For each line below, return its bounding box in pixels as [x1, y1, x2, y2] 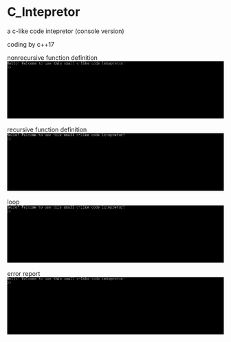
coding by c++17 [7, 40, 55, 48]
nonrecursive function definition [7, 53, 98, 62]
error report [7, 270, 41, 278]
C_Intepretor [7, 4, 80, 20]
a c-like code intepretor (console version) [7, 27, 125, 35]
